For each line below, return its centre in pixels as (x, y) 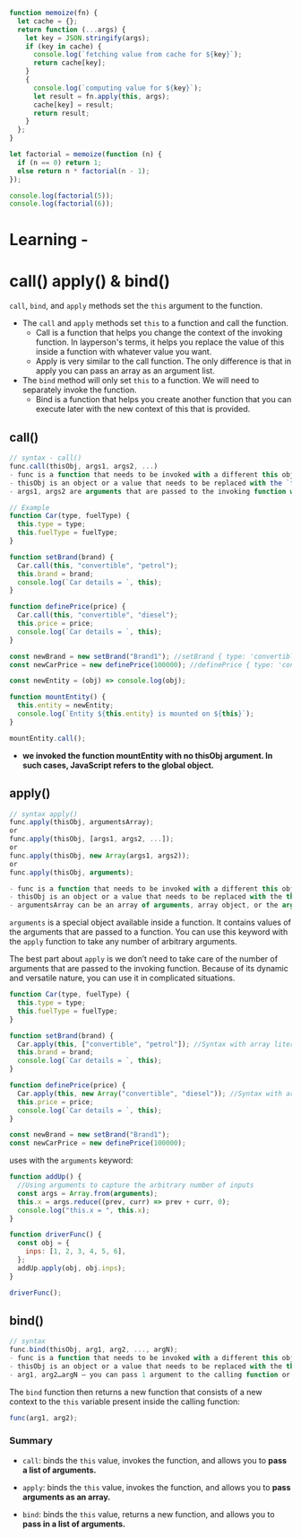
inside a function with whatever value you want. (124, 352)
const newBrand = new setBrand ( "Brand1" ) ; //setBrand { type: (128, 656)
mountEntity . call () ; (48, 738)
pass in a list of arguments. (73, 1524)
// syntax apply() (43, 814)
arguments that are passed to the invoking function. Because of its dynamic (149, 969)
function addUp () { (46, 1177)
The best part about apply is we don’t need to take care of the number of (144, 959)
